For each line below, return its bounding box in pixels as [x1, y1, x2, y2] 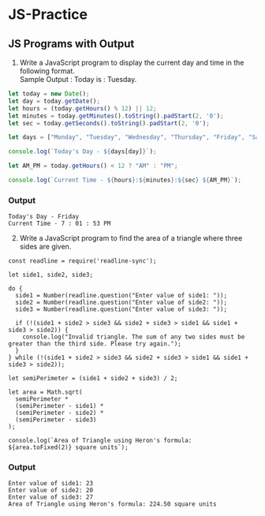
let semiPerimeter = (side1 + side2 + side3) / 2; [8, 375, 178, 383]
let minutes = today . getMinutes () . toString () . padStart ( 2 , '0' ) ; [8, 112, 224, 120]
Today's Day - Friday [8, 213, 80, 221]
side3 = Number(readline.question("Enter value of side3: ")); [15, 305, 227, 313]
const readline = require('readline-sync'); [8, 257, 157, 265]
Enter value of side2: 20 [8, 487, 93, 495]
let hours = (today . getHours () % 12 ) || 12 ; [8, 104, 157, 112]
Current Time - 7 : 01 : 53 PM [8, 219, 111, 228]
